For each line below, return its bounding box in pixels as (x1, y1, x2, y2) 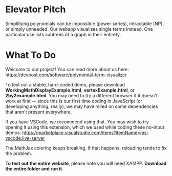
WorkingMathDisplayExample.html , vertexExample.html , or (5, 87, 135, 93)
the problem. (5, 150, 32, 157)
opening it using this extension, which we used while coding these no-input (5, 124, 165, 130)
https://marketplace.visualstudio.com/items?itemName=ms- (22, 129, 149, 136)
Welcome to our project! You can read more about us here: (5, 66, 129, 72)
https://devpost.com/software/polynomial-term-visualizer (5, 72, 127, 78)
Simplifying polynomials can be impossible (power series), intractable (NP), (5, 20, 164, 27)
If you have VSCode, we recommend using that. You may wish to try (5, 119, 149, 125)
